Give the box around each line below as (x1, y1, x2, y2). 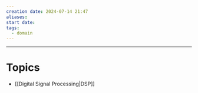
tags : (6, 25, 19, 31)
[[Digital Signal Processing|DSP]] (14, 80, 95, 88)
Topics (6, 61, 40, 74)
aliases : (6, 14, 28, 20)
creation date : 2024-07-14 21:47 (6, 8, 88, 15)
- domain (11, 30, 33, 36)
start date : (6, 19, 35, 25)
